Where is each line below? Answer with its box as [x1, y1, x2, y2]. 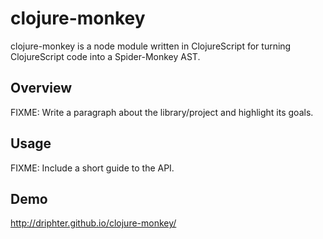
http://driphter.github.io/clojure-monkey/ [10, 217, 177, 229]
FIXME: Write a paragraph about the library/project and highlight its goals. [10, 106, 314, 118]
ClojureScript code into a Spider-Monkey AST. [10, 50, 201, 62]
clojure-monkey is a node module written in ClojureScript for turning [10, 40, 292, 52]
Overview [10, 80, 73, 97]
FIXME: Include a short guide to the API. [10, 162, 175, 174]
